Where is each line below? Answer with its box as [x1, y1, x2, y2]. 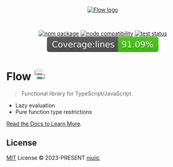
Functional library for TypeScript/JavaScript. [21, 89, 133, 97]
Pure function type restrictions [15, 108, 92, 116]
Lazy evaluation [15, 102, 55, 109]
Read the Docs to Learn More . [6, 120, 83, 127]
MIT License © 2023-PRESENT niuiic [6, 154, 100, 161]
